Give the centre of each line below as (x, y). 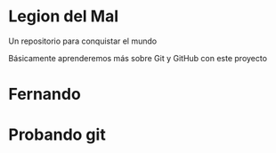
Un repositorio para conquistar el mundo (83, 41)
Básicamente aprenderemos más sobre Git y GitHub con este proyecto (138, 58)
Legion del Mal (64, 16)
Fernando (45, 94)
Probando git (57, 135)
